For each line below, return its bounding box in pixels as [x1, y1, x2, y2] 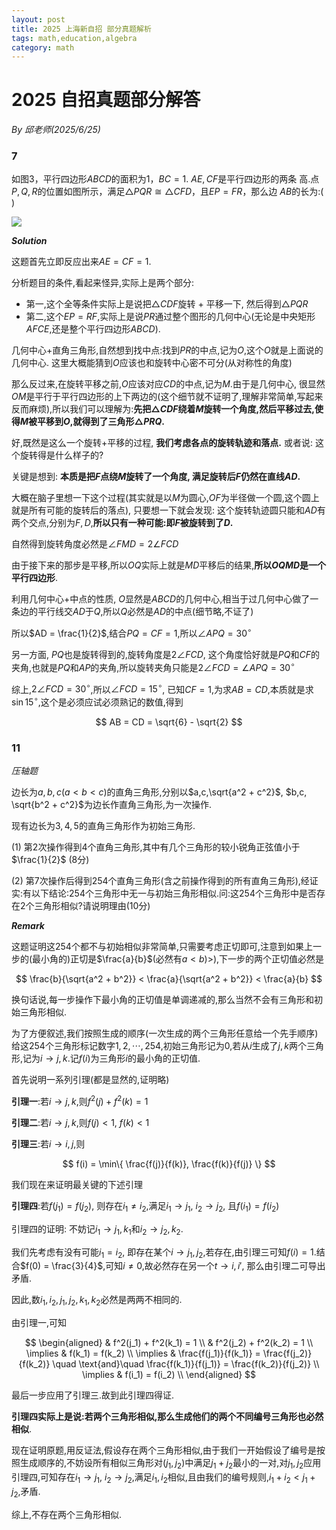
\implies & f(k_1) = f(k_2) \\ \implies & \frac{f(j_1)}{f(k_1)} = [25, 1347, 261, 1360]
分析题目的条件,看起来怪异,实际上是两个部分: [11, 277, 195, 289]
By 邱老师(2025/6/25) [11, 124, 101, 136]
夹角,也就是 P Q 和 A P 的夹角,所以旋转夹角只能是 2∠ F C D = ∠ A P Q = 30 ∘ [11, 660, 296, 673]
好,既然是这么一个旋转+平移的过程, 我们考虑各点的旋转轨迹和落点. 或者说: [11, 437, 313, 449]
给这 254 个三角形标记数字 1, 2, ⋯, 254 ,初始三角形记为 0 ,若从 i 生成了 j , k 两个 [11, 1040, 308, 1052]
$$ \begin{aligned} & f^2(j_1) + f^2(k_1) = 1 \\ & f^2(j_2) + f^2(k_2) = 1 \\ [24, 1337, 314, 1349]
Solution [11, 235, 48, 247]
